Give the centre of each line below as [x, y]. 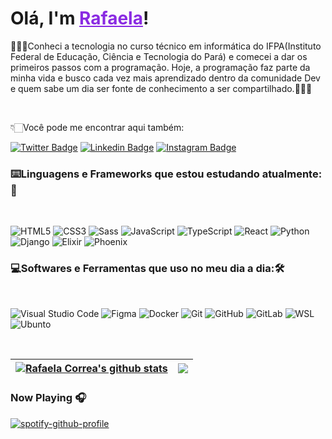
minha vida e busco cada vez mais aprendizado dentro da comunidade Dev [165, 78]
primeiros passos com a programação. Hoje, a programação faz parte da [160, 67]
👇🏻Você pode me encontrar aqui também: [97, 127]
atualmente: [292, 174]
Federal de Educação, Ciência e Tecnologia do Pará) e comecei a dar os [159, 56]
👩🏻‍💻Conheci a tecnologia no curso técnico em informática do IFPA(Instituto [166, 46]
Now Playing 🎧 [48, 398]
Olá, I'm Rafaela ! [80, 18]
